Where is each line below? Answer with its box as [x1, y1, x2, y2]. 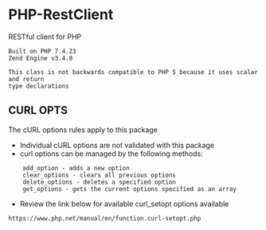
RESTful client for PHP [8, 32, 82, 41]
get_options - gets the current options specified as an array [22, 185, 237, 193]
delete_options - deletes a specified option [22, 177, 177, 186]
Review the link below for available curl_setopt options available [19, 199, 229, 209]
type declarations [8, 82, 69, 90]
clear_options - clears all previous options [22, 171, 177, 179]
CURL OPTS [8, 103, 68, 117]
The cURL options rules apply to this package [8, 125, 158, 134]
